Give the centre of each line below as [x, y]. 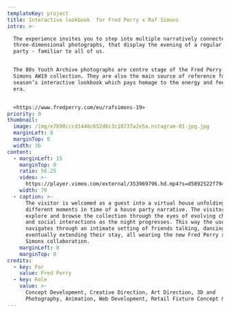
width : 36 [27, 146]
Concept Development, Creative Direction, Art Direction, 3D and [120, 292]
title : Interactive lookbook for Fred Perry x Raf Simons [93, 20]
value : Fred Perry [46, 273]
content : [20, 152]
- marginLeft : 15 [38, 159]
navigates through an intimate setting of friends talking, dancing [125, 229]
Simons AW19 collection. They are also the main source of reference [114, 76]
